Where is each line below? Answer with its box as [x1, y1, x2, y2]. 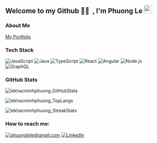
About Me [5, 22, 31, 29]
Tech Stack [5, 46, 34, 54]
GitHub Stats [5, 76, 38, 83]
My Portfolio [5, 34, 31, 40]
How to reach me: [5, 121, 50, 128]
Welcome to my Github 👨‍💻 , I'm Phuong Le [5, 7, 143, 15]
